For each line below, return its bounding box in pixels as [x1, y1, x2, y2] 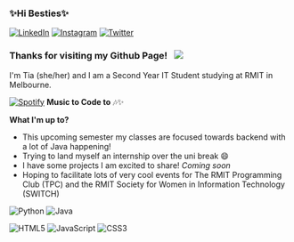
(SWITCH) [21, 188, 60, 198]
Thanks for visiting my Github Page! [9, 50, 167, 62]
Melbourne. [9, 79, 52, 90]
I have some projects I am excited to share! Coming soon [21, 159, 232, 171]
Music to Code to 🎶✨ [45, 96, 125, 107]
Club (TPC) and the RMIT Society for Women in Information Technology [21, 179, 285, 190]
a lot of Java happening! [21, 141, 111, 151]
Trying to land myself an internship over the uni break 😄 [21, 150, 229, 161]
